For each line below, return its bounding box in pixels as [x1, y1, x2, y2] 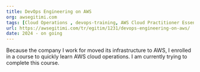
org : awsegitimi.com [6, 14, 58, 20]
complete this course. [6, 60, 60, 67]
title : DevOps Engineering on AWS [6, 8, 92, 15]
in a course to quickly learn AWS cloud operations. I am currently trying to [6, 53, 187, 60]
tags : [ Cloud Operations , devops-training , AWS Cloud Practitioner [6, 19, 180, 25]
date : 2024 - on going [6, 31, 62, 37]
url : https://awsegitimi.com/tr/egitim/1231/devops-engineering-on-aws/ [6, 25, 190, 31]
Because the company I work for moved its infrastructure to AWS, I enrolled [6, 47, 192, 54]
